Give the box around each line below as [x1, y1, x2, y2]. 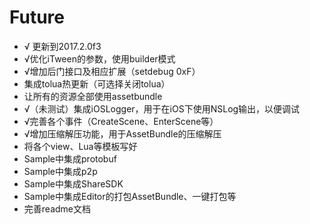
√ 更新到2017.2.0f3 [23, 40, 102, 52]
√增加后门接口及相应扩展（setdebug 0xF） [23, 65, 201, 77]
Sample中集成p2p [23, 165, 98, 177]
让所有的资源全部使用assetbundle [23, 90, 163, 102]
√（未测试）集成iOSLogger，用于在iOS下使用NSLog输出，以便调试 [23, 102, 301, 115]
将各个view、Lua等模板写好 [23, 140, 138, 152]
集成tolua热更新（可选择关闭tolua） [23, 77, 171, 90]
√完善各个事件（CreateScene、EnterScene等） [23, 115, 219, 127]
